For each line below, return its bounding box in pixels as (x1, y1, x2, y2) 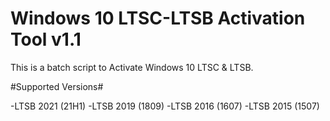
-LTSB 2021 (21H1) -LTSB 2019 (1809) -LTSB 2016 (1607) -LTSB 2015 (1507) (10, 100, 320, 112)
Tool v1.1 (10, 28, 82, 51)
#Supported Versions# (10, 80, 104, 92)
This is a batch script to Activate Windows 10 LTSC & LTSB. (10, 61, 254, 73)
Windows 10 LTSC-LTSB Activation (10, 7, 306, 30)
